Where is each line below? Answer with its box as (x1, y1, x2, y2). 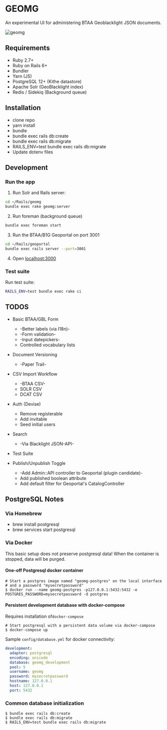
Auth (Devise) (12, 401, 41, 407)
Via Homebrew (5, 510, 42, 517)
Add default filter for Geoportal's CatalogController (19, 480, 125, 486)
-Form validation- (19, 331, 56, 337)
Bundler (12, 68, 29, 74)
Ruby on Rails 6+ (12, 62, 47, 68)
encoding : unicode (9, 655, 48, 660)
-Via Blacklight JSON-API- (19, 440, 74, 446)
